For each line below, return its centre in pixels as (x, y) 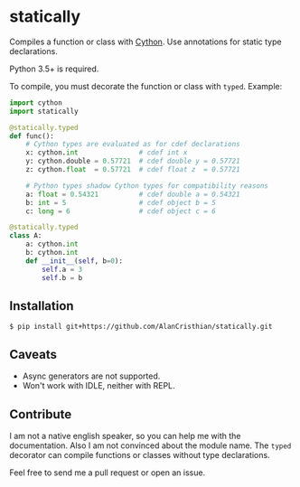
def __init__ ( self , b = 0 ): (75, 261)
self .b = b (62, 277)
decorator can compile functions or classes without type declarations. (140, 455)
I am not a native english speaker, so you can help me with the (125, 436)
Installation (42, 306)
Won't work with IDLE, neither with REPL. (98, 386)
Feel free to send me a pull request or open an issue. (108, 473)
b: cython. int (52, 253)
